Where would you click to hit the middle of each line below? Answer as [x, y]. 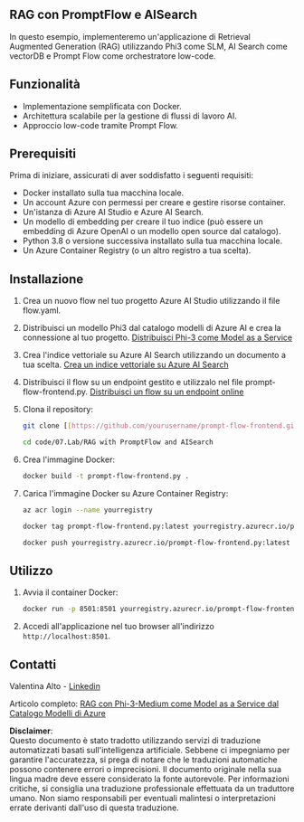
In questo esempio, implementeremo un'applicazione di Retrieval [130, 36]
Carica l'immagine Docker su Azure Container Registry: [125, 493]
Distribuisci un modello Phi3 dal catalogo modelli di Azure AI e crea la [152, 328]
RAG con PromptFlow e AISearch [103, 15]
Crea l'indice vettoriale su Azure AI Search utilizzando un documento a [154, 355]
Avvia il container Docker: [70, 592]
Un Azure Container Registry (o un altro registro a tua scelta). [137, 250]
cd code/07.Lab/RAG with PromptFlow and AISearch [118, 442]
